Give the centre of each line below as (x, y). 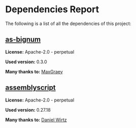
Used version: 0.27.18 (28, 110)
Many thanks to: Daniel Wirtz (36, 120)
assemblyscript (30, 88)
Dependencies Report (52, 9)
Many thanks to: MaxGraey (34, 71)
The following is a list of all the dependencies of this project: (68, 23)
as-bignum (23, 40)
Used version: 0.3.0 (26, 62)
